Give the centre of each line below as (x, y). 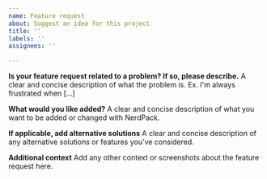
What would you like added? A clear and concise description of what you (131, 109)
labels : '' (27, 38)
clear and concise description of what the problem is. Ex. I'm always (122, 85)
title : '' (25, 31)
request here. (31, 166)
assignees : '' (32, 46)
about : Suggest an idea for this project (79, 23)
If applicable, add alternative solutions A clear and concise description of (133, 134)
